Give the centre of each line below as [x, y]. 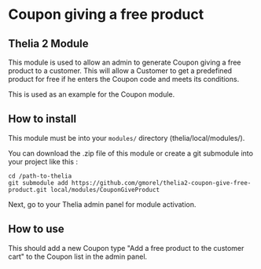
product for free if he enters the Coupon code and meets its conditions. [124, 79]
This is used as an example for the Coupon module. [92, 94]
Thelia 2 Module [48, 44]
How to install [42, 119]
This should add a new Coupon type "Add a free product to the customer [126, 248]
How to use [36, 229]
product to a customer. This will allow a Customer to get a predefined [120, 71]
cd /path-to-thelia [40, 176]
